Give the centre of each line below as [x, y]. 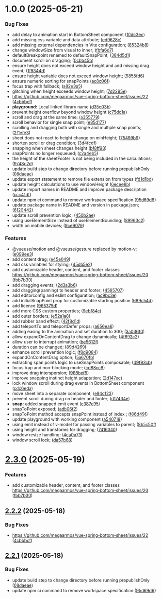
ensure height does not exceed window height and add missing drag [80, 66]
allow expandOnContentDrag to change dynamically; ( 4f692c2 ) [75, 337]
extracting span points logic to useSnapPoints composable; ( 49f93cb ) [82, 362]
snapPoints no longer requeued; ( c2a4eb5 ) [55, 154]
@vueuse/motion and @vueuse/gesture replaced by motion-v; [74, 249]
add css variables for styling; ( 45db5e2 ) [52, 264]
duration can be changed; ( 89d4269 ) [49, 347]
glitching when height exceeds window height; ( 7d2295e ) [69, 91]
